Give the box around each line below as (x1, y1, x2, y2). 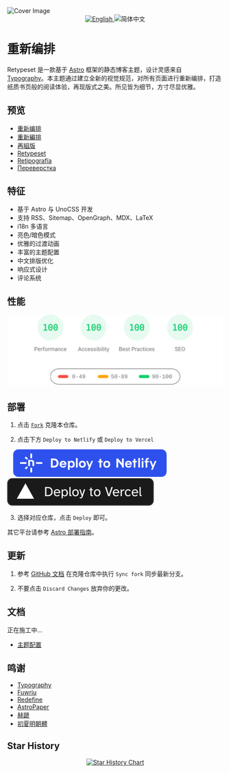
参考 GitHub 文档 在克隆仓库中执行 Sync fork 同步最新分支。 (16, 570, 187, 578)
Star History (7, 740, 60, 752)
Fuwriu (16, 688, 37, 697)
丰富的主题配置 (16, 247, 60, 256)
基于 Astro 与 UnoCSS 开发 (16, 205, 93, 213)
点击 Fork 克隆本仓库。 (16, 421, 82, 429)
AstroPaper (16, 703, 49, 711)
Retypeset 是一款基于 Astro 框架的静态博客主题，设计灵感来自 (7, 65, 182, 74)
